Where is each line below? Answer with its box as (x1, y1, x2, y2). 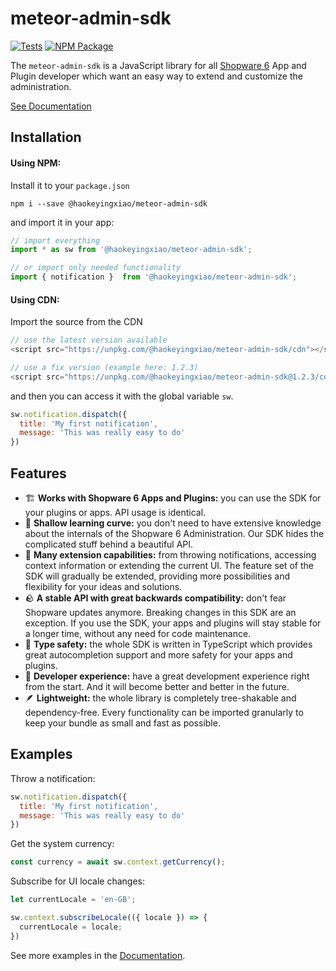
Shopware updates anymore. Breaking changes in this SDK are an (24, 607, 297, 619)
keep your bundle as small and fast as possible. (24, 717, 221, 729)
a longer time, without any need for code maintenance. (24, 628, 252, 640)
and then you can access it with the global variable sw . (10, 390, 234, 402)
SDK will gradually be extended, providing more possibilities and (24, 570, 291, 582)
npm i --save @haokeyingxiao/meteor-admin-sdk (10, 198, 208, 209)
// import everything (10, 235, 101, 246)
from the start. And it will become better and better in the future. (24, 681, 290, 693)
